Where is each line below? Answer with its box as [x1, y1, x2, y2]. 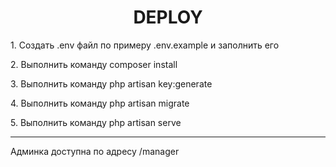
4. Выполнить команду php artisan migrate [10, 97, 190, 109]
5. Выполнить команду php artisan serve [10, 116, 182, 128]
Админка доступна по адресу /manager [10, 145, 180, 157]
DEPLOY [133, 6, 203, 29]
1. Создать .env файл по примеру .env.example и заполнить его [10, 39, 280, 51]
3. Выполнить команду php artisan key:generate [10, 77, 213, 90]
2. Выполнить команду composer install [10, 58, 178, 70]
